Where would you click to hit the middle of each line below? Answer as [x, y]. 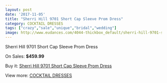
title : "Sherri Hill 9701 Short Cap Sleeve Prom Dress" [64, 19]
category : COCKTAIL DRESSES [34, 23]
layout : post [19, 10]
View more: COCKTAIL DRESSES [39, 75]
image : [12, 33]
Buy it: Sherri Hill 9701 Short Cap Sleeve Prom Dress [58, 66]
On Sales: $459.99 [25, 56]
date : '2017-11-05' [25, 14]
